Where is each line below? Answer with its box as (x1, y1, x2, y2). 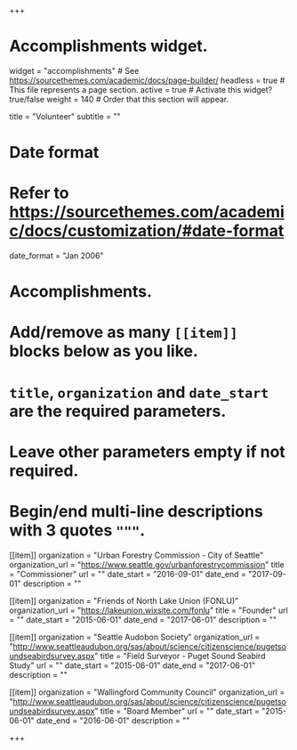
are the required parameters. (9, 401, 227, 421)
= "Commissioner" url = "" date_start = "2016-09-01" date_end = (9, 568, 247, 579)
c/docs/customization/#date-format (9, 221, 285, 241)
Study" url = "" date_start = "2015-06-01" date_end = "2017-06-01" (9, 660, 256, 671)
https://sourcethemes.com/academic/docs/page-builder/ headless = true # (9, 75, 285, 86)
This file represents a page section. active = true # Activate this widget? (9, 84, 273, 94)
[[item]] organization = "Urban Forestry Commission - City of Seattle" (9, 550, 264, 560)
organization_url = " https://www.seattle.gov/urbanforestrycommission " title (9, 558, 285, 570)
